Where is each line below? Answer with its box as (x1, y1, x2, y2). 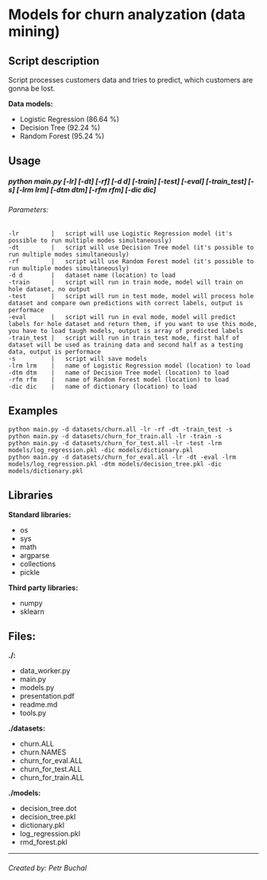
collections (19, 559, 56, 568)
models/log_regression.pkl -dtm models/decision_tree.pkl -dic (8, 459, 222, 468)
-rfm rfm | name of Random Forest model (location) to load (8, 375, 229, 383)
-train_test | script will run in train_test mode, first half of (8, 334, 240, 342)
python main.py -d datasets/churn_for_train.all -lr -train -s (8, 432, 222, 440)
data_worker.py (19, 666, 71, 676)
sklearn (19, 607, 45, 616)
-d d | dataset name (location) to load (8, 271, 176, 279)
